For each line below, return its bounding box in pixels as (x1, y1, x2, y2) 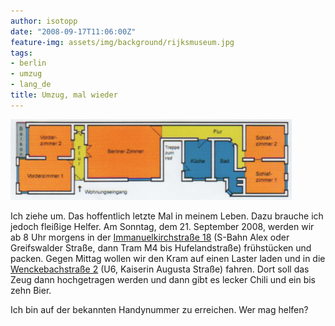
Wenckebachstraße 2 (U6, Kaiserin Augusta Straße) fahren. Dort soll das (10, 263, 310, 275)
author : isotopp (10, 16, 78, 26)
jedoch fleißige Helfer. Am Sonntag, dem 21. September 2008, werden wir (10, 220, 315, 232)
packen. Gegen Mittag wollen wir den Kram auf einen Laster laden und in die (10, 252, 326, 264)
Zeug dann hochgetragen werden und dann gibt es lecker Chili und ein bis (10, 273, 317, 285)
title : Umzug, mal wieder (10, 90, 118, 100)
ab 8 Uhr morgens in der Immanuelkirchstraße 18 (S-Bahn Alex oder (10, 231, 290, 243)
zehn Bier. (10, 284, 52, 296)
